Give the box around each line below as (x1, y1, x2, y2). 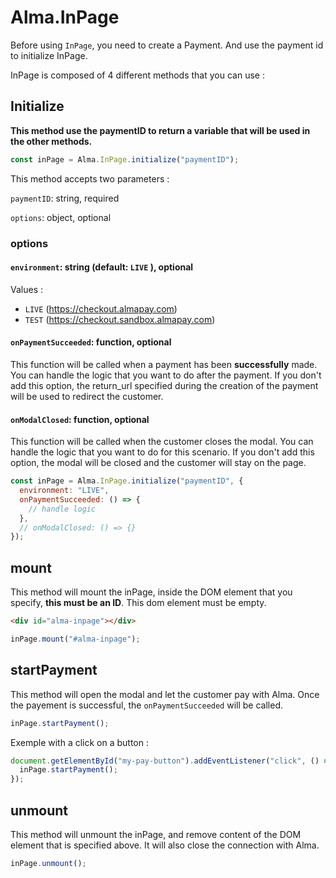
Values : (10, 283, 44, 295)
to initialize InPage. (10, 49, 88, 61)
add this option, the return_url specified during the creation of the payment (10, 379, 319, 391)
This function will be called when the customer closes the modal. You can (10, 436, 314, 448)
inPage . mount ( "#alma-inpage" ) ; (10, 634, 141, 644)
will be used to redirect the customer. (10, 390, 164, 402)
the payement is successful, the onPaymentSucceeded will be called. (10, 699, 283, 711)
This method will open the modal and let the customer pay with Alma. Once (10, 688, 320, 700)
